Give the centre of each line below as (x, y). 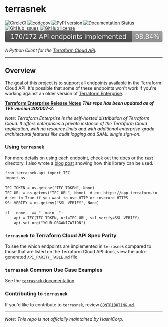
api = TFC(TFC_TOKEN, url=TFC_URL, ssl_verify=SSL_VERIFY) (77, 218)
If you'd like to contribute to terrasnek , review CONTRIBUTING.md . (70, 305)
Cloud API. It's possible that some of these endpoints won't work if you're (81, 88)
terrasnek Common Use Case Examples (54, 270)
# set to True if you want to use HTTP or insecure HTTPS (67, 198)
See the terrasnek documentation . (40, 281)
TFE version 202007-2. (30, 108)
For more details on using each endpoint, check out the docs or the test (79, 158)
